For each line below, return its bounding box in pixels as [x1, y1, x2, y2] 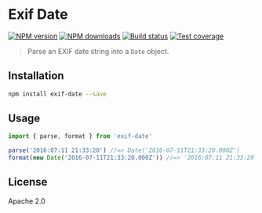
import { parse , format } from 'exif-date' [8, 132, 153, 140]
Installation [8, 69, 64, 83]
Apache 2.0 [8, 196, 45, 205]
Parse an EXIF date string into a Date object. [27, 46, 169, 56]
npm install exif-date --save [8, 90, 107, 98]
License [8, 175, 48, 189]
